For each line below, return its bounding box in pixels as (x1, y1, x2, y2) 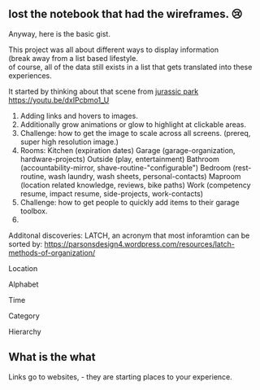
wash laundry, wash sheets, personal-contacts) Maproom (47, 171, 241, 181)
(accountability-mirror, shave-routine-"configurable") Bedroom (19, 163, 232, 173)
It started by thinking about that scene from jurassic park (8, 86, 199, 96)
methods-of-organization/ (8, 248, 96, 257)
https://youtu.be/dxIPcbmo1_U (8, 94, 110, 105)
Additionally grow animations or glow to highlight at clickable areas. (19, 119, 246, 129)
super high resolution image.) (19, 137, 119, 147)
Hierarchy (8, 326, 42, 336)
